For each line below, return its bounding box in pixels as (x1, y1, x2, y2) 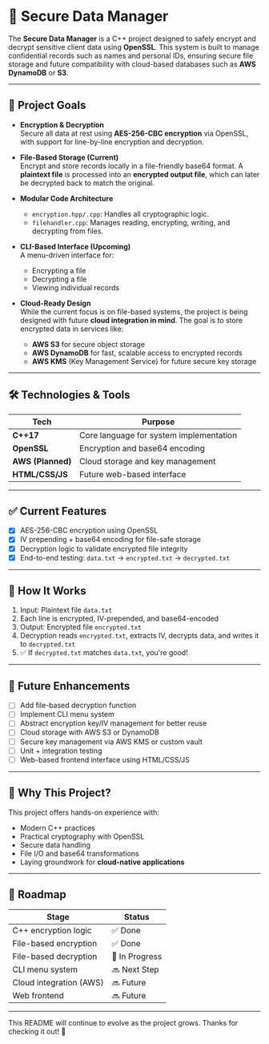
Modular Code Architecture (19, 193, 114, 203)
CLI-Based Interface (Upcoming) (19, 241, 131, 251)
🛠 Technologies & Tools (8, 388, 130, 402)
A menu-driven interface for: (19, 250, 114, 260)
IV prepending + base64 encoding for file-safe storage (19, 535, 202, 544)
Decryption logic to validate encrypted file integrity (19, 544, 188, 553)
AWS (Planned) (12, 455, 72, 467)
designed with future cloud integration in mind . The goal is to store (19, 315, 243, 325)
